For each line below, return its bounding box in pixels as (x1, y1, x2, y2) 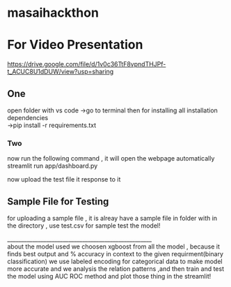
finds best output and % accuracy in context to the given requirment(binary (7, 250, 224, 258)
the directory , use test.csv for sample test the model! (7, 221, 161, 230)
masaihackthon (7, 5, 99, 21)
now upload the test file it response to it (7, 175, 121, 184)
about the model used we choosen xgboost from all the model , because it (7, 242, 221, 251)
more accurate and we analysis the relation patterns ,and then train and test (7, 265, 225, 273)
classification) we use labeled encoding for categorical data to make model (7, 257, 223, 266)
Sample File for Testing (7, 196, 109, 207)
